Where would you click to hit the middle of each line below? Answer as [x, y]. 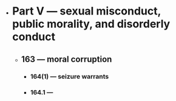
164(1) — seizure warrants [69, 76]
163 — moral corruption [66, 59]
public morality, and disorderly [91, 24]
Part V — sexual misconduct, [86, 11]
